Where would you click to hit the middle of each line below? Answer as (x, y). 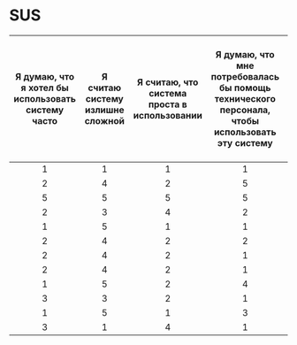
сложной (105, 120)
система (168, 93)
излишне (105, 110)
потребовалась (245, 76)
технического (245, 98)
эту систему (245, 142)
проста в (168, 104)
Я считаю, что (168, 82)
